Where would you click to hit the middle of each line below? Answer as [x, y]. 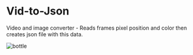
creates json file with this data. [45, 34]
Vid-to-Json [38, 11]
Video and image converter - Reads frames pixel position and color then [97, 28]
